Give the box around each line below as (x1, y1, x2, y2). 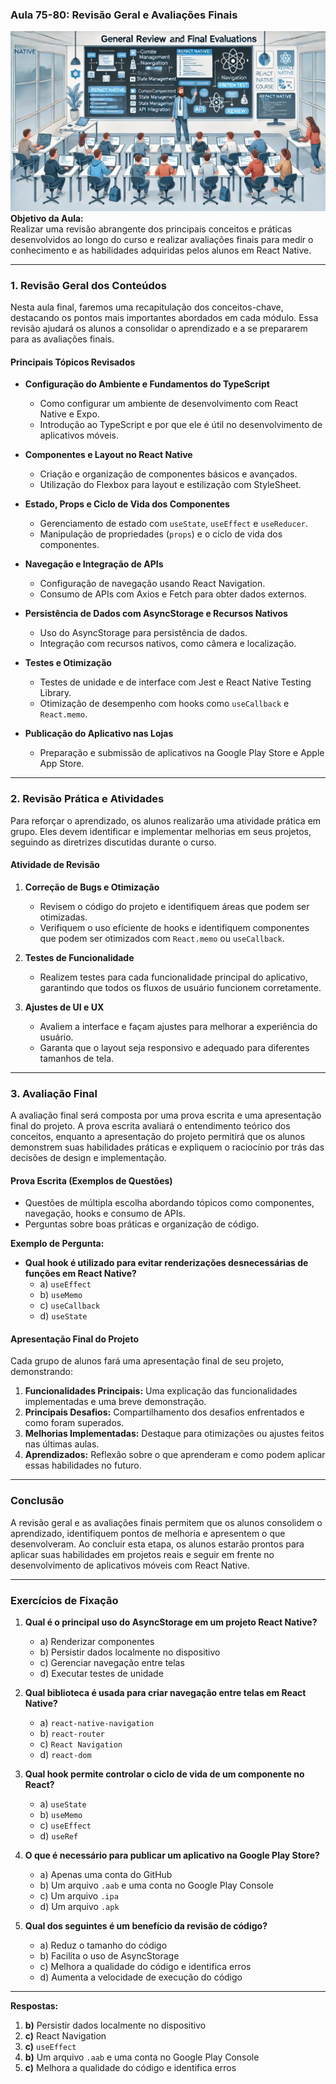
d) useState (39, 1310, 88, 1322)
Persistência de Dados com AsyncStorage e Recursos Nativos (24, 608, 288, 620)
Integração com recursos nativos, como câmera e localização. (39, 638, 297, 650)
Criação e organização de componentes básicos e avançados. (39, 468, 298, 480)
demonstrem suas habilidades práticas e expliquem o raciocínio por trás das (10, 1141, 325, 1153)
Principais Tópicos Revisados (10, 356, 136, 368)
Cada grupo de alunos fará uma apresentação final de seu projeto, (10, 1355, 285, 1367)
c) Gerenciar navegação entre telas (39, 1657, 185, 1669)
